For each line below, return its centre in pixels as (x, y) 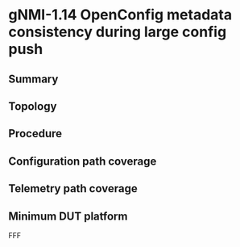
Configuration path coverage (83, 161)
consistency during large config (118, 32)
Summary (33, 79)
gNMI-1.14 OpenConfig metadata (120, 15)
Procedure (35, 134)
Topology (33, 106)
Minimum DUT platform (68, 216)
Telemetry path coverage (73, 188)
